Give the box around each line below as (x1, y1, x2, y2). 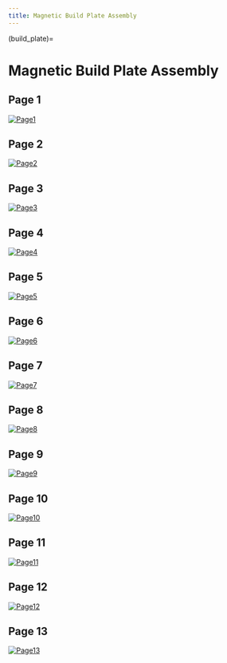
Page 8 (8, 403, 44, 416)
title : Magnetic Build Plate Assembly (8, 11, 137, 20)
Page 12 (8, 580, 48, 594)
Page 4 (8, 226, 44, 239)
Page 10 (8, 491, 49, 505)
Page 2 (8, 137, 44, 152)
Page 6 (8, 314, 44, 328)
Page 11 (8, 536, 46, 550)
